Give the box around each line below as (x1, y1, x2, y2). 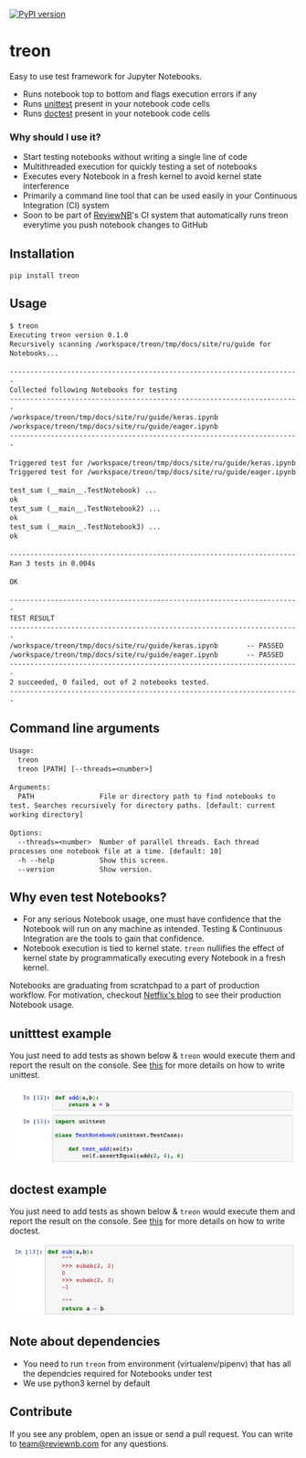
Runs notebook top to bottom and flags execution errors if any (22, 88, 258, 100)
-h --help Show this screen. (17, 855, 170, 865)
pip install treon (9, 271, 79, 280)
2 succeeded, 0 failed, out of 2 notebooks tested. (9, 677, 210, 687)
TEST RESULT (9, 613, 55, 623)
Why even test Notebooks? (9, 890, 167, 905)
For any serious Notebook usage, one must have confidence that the (22, 914, 281, 924)
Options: (9, 828, 43, 838)
